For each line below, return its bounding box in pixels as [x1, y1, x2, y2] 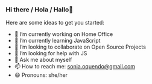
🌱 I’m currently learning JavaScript [14, 37, 101, 44]
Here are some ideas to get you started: [5, 19, 105, 26]
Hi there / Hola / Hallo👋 [5, 5, 74, 14]
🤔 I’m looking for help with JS [14, 50, 87, 57]
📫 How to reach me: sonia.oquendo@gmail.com [14, 63, 136, 70]
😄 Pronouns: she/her [14, 71, 68, 79]
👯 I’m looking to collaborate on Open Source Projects [14, 43, 146, 50]
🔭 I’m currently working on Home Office [14, 31, 113, 38]
